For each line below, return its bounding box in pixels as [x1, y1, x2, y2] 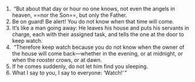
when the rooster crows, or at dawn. [11, 57, 102, 63]
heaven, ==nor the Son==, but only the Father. [11, 11, 128, 19]
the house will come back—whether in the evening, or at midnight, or [11, 50, 184, 57]
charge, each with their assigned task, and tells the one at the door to [11, 31, 185, 38]
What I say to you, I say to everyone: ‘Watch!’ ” [11, 69, 128, 76]
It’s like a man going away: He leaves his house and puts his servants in [11, 24, 190, 31]
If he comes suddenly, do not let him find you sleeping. [11, 63, 149, 70]
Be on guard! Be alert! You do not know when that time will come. [11, 18, 175, 25]
